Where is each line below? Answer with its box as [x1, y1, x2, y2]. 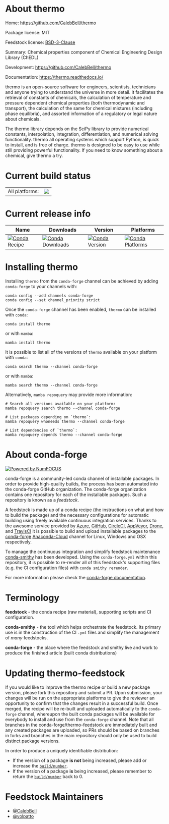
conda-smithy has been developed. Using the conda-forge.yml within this [5, 554, 157, 560]
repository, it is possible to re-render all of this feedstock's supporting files [5, 559, 160, 565]
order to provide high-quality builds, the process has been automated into [5, 480, 158, 487]
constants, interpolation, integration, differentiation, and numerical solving [5, 131, 158, 137]
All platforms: [8, 188, 39, 195]
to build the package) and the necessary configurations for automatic [5, 512, 149, 518]
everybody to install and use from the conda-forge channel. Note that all [5, 716, 154, 722]
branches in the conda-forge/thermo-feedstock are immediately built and [5, 722, 157, 728]
